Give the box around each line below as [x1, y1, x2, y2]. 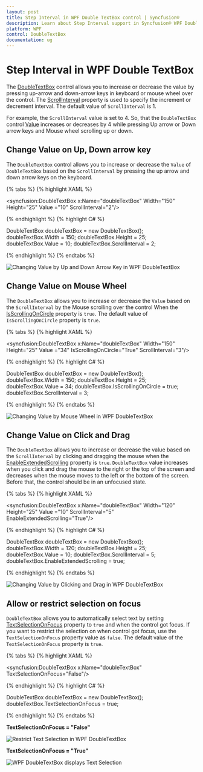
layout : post [6, 8, 39, 15]
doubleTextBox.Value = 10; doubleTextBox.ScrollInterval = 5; [6, 551, 156, 558]
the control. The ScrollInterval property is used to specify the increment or [6, 96, 192, 103]
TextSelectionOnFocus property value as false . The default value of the [6, 634, 183, 641]
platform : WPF [6, 25, 42, 32]
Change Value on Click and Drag [6, 430, 130, 440]
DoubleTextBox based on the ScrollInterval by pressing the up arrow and [6, 167, 190, 175]
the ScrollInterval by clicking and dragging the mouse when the [6, 453, 169, 460]
